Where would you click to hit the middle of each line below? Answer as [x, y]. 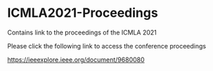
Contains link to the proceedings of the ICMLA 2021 [82, 32]
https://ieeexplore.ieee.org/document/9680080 [76, 59]
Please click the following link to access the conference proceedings [106, 46]
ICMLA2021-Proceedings [83, 13]
